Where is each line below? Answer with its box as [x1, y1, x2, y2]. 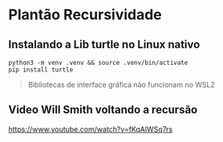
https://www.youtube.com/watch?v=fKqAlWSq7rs [8, 124, 173, 134]
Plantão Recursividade [8, 6, 162, 24]
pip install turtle [8, 66, 74, 74]
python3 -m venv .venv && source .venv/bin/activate [8, 59, 189, 67]
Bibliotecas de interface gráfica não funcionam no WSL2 [27, 80, 215, 89]
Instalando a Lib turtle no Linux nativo [8, 38, 201, 51]
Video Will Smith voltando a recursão [8, 103, 198, 117]
